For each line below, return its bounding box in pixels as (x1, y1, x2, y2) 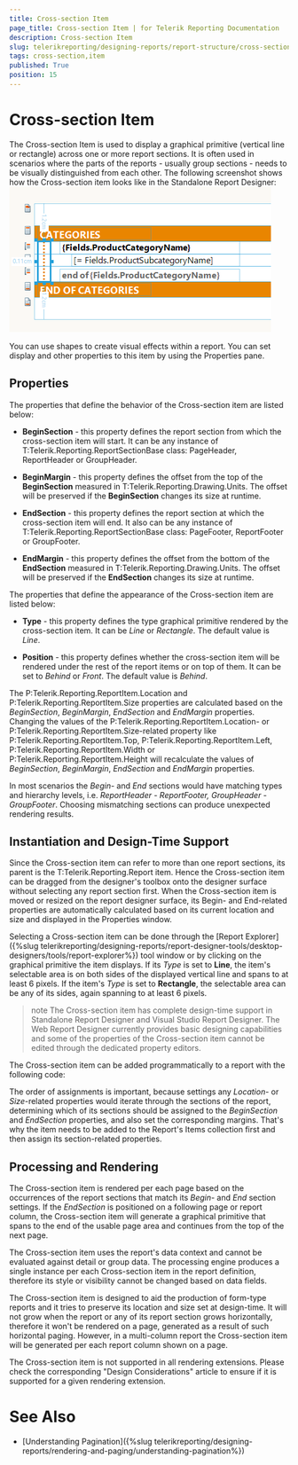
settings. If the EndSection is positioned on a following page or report (9, 1202, 263, 1212)
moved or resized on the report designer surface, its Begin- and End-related (9, 896, 288, 906)
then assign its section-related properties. (9, 1133, 162, 1144)
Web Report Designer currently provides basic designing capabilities (30, 1024, 282, 1035)
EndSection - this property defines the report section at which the (21, 507, 264, 518)
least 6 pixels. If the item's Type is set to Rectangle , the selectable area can (9, 978, 286, 989)
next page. (9, 1230, 49, 1241)
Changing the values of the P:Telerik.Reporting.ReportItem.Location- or (9, 716, 270, 726)
